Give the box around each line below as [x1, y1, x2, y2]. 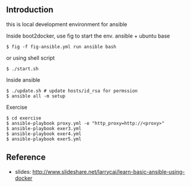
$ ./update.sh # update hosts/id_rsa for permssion [6, 88, 138, 94]
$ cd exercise [6, 115, 42, 121]
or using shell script [6, 54, 55, 62]
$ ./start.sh [6, 66, 39, 72]
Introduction [6, 5, 54, 15]
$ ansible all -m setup [6, 93, 66, 99]
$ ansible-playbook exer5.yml [6, 136, 82, 142]
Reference [6, 152, 46, 163]
